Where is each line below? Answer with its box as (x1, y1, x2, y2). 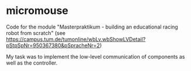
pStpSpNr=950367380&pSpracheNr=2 (6, 42, 100, 49)
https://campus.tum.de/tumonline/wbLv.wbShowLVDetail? (6, 35, 146, 42)
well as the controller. (6, 59, 58, 66)
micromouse (6, 4, 69, 17)
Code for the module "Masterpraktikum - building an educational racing (6, 23, 178, 30)
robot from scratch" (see (6, 29, 66, 36)
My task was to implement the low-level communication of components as (6, 53, 185, 60)
